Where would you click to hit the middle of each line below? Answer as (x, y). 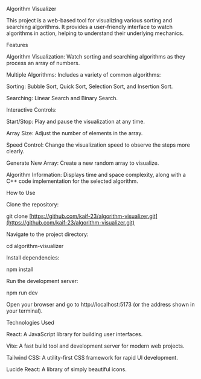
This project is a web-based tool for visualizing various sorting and (89, 20)
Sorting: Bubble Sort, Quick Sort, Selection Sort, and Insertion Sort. (90, 86)
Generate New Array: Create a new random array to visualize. (83, 163)
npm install (20, 269)
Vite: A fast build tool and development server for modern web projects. (95, 346)
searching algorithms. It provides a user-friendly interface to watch (90, 27)
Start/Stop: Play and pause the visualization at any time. (75, 121)
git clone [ (19, 216)
